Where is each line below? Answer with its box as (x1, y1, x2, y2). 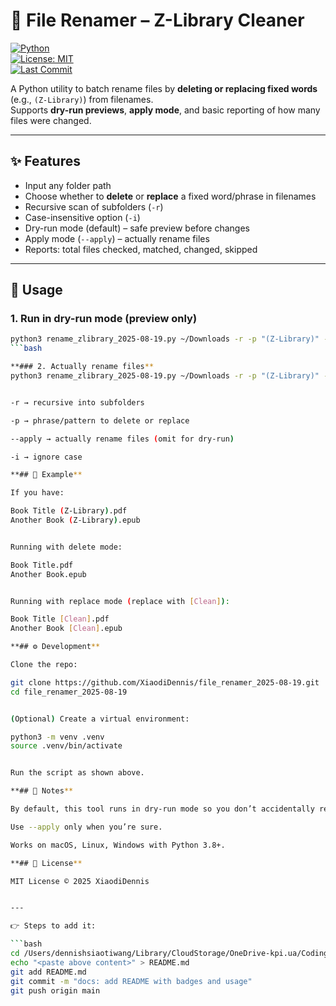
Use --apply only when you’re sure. (10, 822, 163, 832)
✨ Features (10, 153, 81, 170)
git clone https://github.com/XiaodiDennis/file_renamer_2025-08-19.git (10, 677, 320, 688)
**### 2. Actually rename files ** (10, 362, 155, 372)
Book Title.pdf (10, 560, 74, 570)
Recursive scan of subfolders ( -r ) (24, 200, 164, 213)
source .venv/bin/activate (10, 741, 123, 751)
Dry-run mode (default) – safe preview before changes (24, 222, 250, 234)
